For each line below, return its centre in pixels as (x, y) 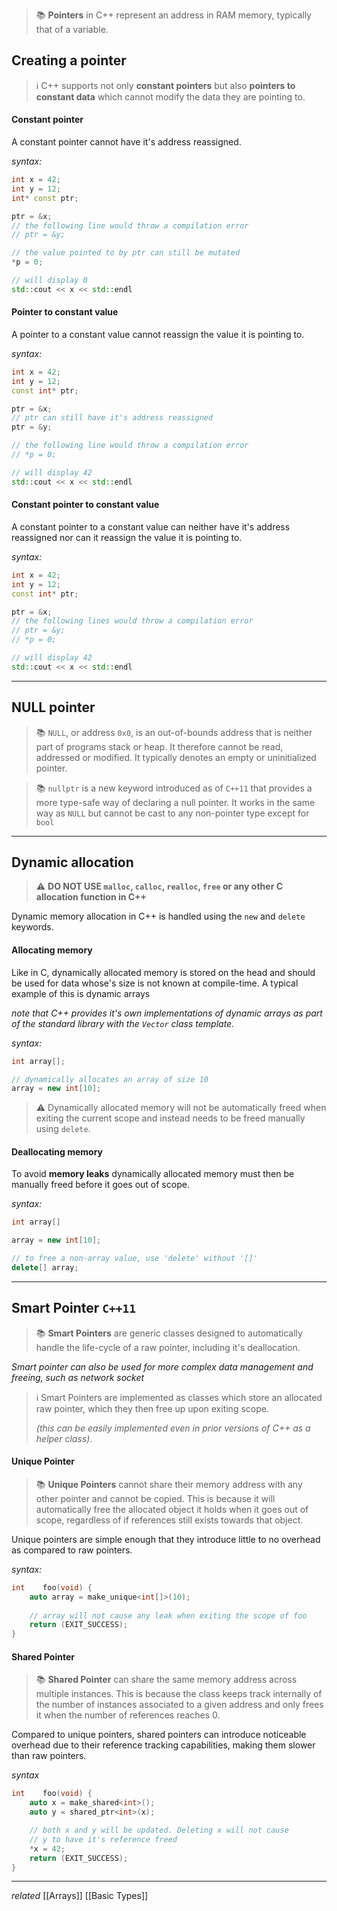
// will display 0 (49, 280)
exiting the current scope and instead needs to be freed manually (170, 1118)
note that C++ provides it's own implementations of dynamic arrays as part (167, 1013)
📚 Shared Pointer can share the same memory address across (166, 1680)
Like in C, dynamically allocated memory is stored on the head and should (163, 972)
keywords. (32, 927)
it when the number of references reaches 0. (128, 1715)
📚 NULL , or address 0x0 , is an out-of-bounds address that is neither (174, 732)
